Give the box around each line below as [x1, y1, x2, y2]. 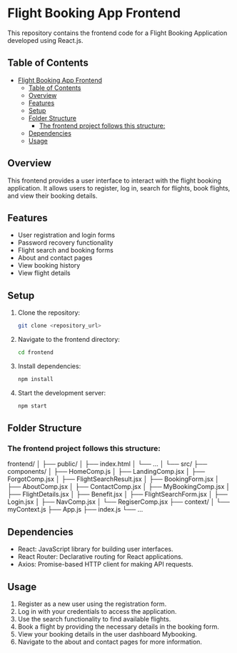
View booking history [17, 261, 81, 270]
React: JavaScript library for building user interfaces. [17, 545, 173, 554]
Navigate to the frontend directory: [17, 335, 120, 344]
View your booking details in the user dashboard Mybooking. [17, 630, 198, 638]
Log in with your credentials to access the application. [17, 607, 177, 615]
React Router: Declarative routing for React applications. [17, 552, 183, 561]
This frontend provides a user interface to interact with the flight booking [7, 176, 221, 185]
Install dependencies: [17, 362, 81, 370]
